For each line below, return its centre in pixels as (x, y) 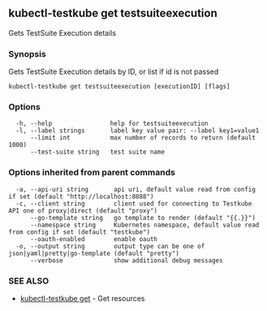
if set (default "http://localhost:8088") (81, 197)
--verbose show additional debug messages (126, 260)
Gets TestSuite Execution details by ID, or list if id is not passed (114, 71)
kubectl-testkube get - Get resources (82, 298)
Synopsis (27, 54)
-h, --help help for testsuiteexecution (112, 124)
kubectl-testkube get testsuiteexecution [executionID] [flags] (119, 87)
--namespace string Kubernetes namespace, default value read (144, 225)
